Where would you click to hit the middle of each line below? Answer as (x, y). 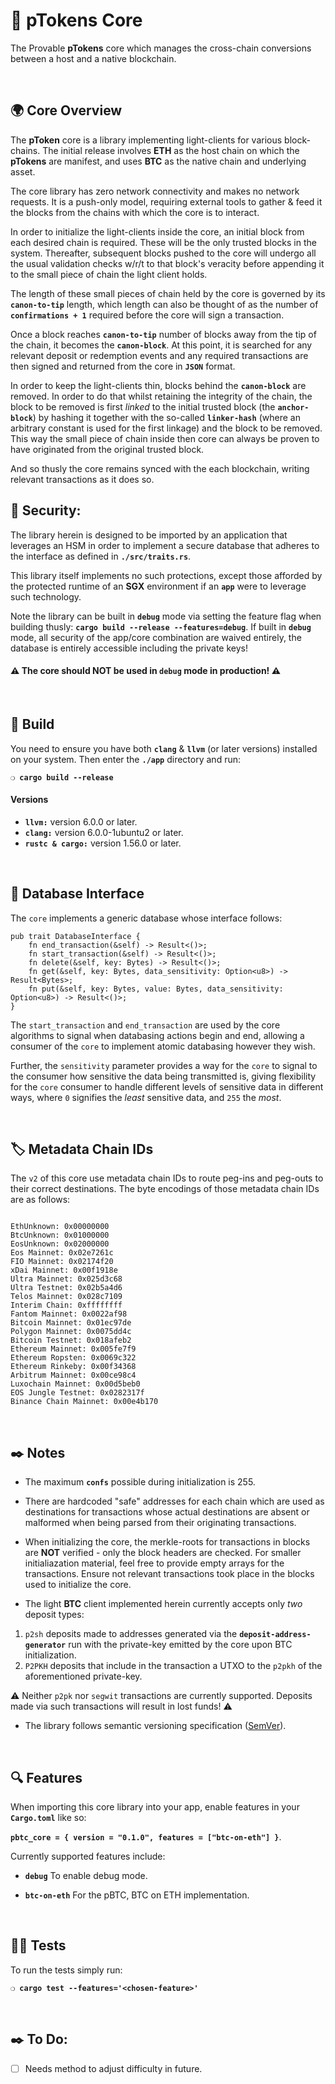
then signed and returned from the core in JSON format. (123, 366)
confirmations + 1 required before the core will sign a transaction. (147, 315)
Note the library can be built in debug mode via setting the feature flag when (166, 616)
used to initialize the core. (78, 1585)
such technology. (46, 596)
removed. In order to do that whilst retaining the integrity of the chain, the (161, 396)
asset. (23, 171)
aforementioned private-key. (83, 1676)
